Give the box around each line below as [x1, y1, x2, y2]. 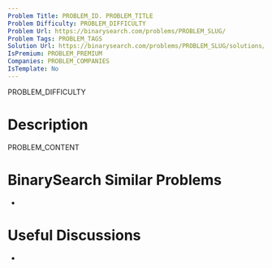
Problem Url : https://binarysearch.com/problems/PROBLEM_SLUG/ [7, 27, 227, 35]
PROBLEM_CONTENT [7, 142, 80, 152]
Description [7, 115, 89, 134]
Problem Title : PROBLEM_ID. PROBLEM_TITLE [7, 11, 153, 20]
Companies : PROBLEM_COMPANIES [7, 58, 110, 66]
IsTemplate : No [7, 65, 59, 73]
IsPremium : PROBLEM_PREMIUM [7, 50, 103, 58]
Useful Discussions [7, 226, 141, 244]
